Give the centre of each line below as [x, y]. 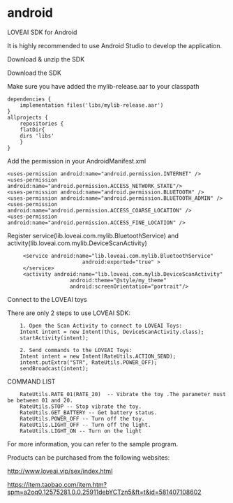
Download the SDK [34, 73]
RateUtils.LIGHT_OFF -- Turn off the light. [85, 425]
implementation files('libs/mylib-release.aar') [92, 105]
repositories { [42, 124]
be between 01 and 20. [40, 400]
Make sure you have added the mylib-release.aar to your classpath [104, 86]
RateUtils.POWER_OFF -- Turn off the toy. [82, 418]
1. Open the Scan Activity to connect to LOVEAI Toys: [101, 326]
